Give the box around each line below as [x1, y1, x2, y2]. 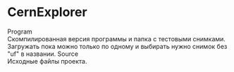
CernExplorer [7, 4, 87, 20]
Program [7, 27, 33, 36]
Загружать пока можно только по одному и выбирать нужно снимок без [7, 42, 228, 50]
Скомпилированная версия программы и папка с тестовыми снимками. [7, 34, 226, 43]
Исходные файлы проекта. [7, 57, 87, 65]
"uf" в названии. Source [7, 50, 79, 58]
